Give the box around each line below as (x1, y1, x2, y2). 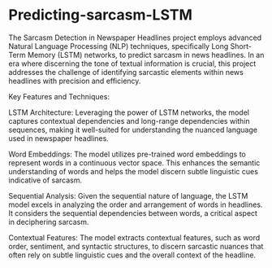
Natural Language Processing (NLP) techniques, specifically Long (8, 41, 229, 51)
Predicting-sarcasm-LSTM (8, 6, 193, 24)
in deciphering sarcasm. (8, 217, 89, 226)
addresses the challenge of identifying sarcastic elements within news (8, 67, 244, 77)
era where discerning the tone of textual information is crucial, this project (8, 59, 257, 68)
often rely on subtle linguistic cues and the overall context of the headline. (8, 250, 257, 260)
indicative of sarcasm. (8, 175, 83, 185)
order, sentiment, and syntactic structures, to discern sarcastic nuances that (8, 241, 264, 251)
